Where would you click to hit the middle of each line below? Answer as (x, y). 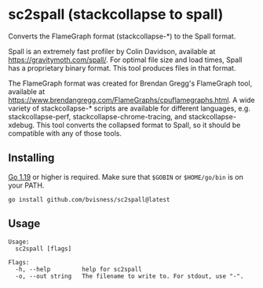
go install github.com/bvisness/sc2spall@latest (89, 199)
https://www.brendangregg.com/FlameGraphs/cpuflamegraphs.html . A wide (131, 100)
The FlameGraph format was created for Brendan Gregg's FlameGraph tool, (130, 83)
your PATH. (26, 185)
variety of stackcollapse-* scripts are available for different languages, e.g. (130, 108)
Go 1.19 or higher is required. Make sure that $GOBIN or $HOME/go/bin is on (126, 177)
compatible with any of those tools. (65, 133)
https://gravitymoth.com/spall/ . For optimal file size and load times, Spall (125, 60)
